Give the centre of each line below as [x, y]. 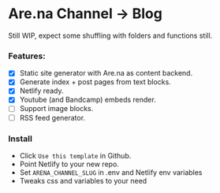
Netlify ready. [41, 91]
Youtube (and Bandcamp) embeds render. [88, 100]
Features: [27, 56]
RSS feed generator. [52, 117]
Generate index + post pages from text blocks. [95, 82]
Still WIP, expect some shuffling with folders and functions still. [110, 35]
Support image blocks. [56, 109]
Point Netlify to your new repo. [69, 164]
